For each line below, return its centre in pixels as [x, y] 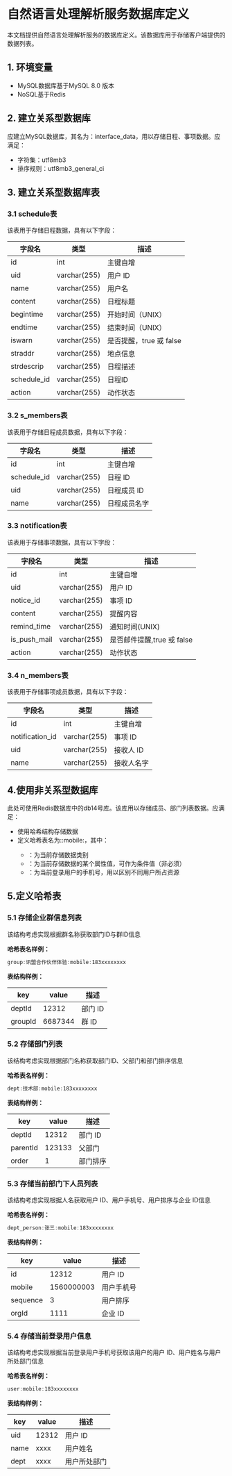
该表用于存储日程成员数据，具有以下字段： [68, 432]
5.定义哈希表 [34, 896]
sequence [27, 1300]
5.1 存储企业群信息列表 [44, 918]
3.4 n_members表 [38, 675]
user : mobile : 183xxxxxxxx [43, 1389]
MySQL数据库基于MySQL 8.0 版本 [65, 85]
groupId [24, 1021]
